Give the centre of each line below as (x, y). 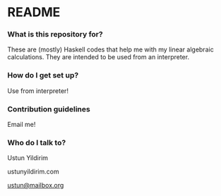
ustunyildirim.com (33, 172)
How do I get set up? (43, 75)
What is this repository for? (55, 35)
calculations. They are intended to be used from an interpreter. (98, 57)
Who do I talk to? (37, 143)
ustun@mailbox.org (36, 185)
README (34, 12)
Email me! (22, 125)
